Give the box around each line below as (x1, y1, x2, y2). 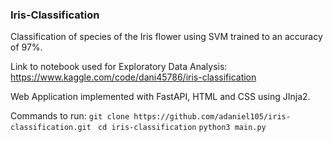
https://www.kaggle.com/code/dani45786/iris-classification (10, 71, 257, 83)
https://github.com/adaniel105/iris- (133, 112, 291, 122)
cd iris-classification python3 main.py (97, 123, 267, 133)
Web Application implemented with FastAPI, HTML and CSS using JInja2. (10, 91, 311, 103)
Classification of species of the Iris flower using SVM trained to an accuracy (10, 31, 323, 43)
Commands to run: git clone (10, 110, 130, 122)
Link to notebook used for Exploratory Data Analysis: (10, 61, 228, 73)
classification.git (10, 123, 92, 133)
